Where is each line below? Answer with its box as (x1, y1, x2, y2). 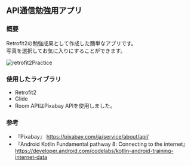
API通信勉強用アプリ (6, 5, 82, 16)
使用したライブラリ (6, 75, 61, 83)
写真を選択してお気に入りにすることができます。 (6, 47, 126, 54)
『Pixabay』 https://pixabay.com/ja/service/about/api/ (14, 133, 149, 140)
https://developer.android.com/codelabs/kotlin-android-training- (14, 148, 174, 155)
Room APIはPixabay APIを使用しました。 (14, 102, 116, 109)
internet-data (14, 154, 48, 161)
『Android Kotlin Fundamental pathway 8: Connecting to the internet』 (14, 140, 189, 148)
